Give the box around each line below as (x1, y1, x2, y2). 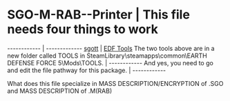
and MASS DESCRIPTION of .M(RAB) (7, 87, 113, 95)
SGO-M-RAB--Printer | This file (7, 7, 190, 23)
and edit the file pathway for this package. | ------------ (7, 66, 166, 74)
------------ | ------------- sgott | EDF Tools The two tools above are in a (7, 44, 215, 52)
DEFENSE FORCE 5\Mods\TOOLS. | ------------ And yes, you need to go (7, 58, 214, 67)
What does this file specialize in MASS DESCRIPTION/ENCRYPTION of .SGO (7, 79, 224, 87)
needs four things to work (7, 21, 159, 37)
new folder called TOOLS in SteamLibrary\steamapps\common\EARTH (7, 52, 207, 60)
